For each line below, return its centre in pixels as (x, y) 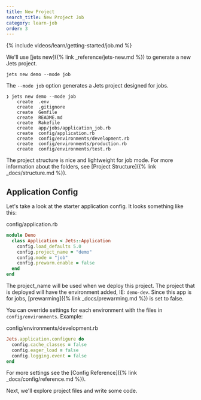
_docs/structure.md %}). (36, 173)
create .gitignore (41, 107)
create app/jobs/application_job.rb (64, 128)
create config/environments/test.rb (64, 149)
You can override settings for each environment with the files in (84, 310)
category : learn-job (32, 23)
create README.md (40, 118)
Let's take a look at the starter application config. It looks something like (95, 206)
